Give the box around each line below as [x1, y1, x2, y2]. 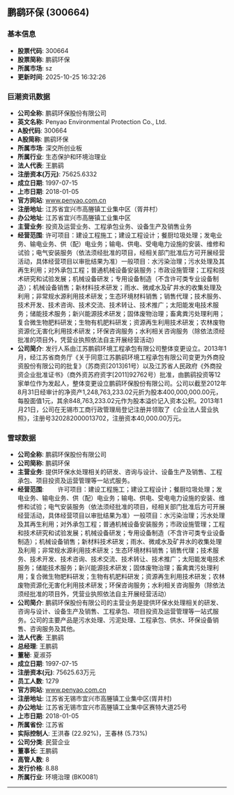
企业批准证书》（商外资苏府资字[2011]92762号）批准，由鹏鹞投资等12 [23, 370, 221, 379]
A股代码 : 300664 [17, 126, 68, 135]
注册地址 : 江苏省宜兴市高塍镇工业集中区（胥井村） [17, 204, 162, 213]
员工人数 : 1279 [17, 677, 59, 686]
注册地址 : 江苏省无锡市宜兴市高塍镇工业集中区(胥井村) [17, 695, 172, 703]
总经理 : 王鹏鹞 [17, 642, 58, 651]
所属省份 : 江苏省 [17, 720, 64, 729]
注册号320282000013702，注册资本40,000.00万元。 [32, 414, 185, 422]
